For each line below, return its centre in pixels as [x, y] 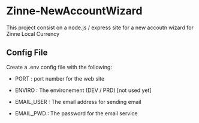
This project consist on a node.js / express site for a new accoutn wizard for [100, 27]
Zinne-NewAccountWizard [74, 11]
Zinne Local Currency [33, 33]
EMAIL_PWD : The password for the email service [76, 113]
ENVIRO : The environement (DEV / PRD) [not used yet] [83, 90]
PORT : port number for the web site [60, 78]
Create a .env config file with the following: [59, 67]
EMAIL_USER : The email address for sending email [78, 102]
